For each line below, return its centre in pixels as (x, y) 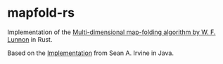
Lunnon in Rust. (30, 39)
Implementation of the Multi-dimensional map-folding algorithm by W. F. (111, 32)
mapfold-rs (41, 13)
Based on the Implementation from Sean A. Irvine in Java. (91, 53)
